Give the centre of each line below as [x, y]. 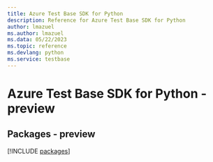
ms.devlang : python [36, 53]
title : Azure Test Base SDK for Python [65, 14]
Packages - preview [51, 134]
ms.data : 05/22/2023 [37, 40]
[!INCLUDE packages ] [39, 151]
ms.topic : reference [37, 46]
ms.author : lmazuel [36, 33]
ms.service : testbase [39, 59]
